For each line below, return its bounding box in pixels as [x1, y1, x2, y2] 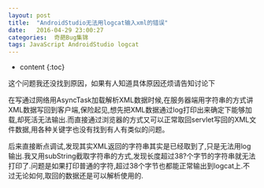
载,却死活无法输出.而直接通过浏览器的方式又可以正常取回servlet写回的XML [8, 115, 250, 124]
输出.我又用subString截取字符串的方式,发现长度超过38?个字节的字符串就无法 [8, 151, 256, 161]
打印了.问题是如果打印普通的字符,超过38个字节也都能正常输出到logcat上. [8, 161, 244, 171]
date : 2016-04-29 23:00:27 [8, 26, 104, 34]
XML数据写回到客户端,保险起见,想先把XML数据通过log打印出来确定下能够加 [8, 105, 252, 115]
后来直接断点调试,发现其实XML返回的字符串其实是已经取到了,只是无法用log [8, 142, 251, 151]
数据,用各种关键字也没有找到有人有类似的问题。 [14, 125, 169, 135]
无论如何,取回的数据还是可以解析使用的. [14, 171, 144, 181]
